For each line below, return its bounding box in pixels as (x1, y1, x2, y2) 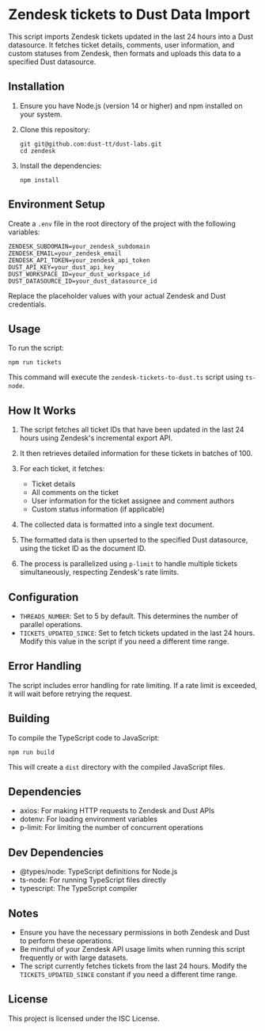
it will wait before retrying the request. (8, 689, 133, 698)
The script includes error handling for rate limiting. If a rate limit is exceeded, (8, 680, 258, 690)
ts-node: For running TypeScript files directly (19, 875, 167, 885)
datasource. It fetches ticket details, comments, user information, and (8, 40, 235, 49)
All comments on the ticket (31, 488, 119, 497)
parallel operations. (19, 620, 83, 629)
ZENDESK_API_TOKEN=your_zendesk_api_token (8, 256, 150, 264)
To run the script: (8, 343, 65, 353)
